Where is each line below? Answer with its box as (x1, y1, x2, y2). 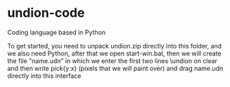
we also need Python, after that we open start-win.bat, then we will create (7, 49, 222, 58)
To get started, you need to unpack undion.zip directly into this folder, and (7, 41, 222, 50)
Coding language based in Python (7, 28, 106, 36)
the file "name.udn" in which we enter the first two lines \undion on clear (7, 56, 218, 65)
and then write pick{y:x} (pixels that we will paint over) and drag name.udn (7, 64, 224, 72)
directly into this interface (7, 72, 82, 80)
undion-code (7, 5, 85, 21)
